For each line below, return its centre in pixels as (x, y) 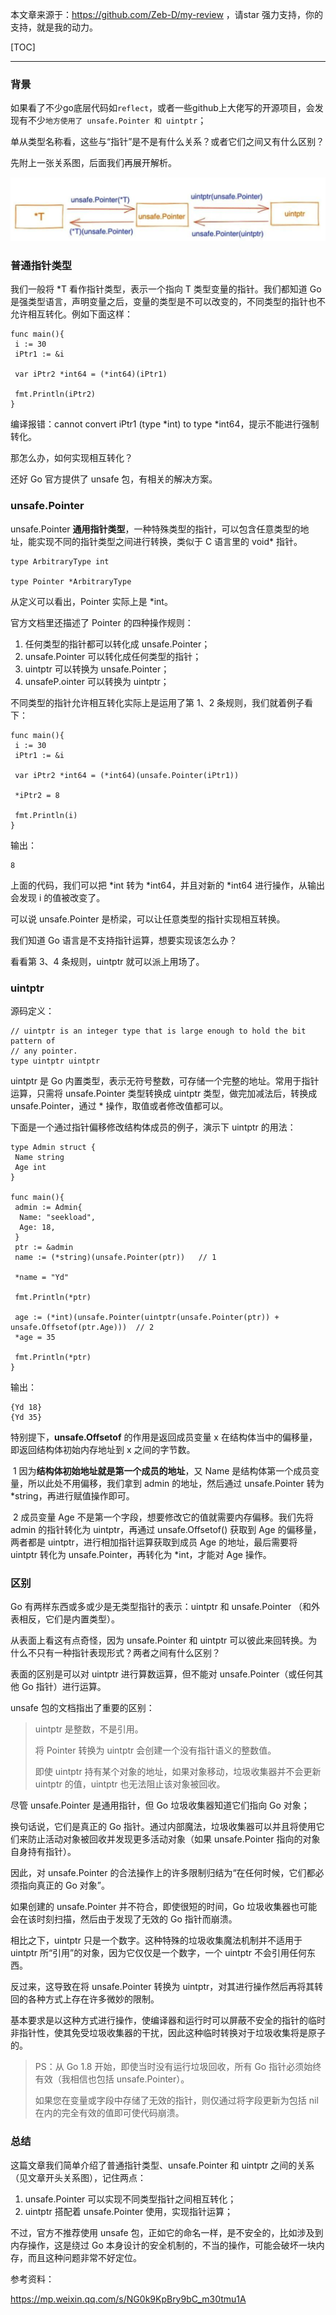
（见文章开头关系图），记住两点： (78, 2177)
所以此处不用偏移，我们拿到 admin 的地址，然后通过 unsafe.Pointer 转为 (176, 1484)
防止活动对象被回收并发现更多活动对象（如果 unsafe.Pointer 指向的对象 (174, 1839)
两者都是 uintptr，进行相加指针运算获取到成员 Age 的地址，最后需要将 (154, 1542)
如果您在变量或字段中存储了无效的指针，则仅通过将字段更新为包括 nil (176, 2100)
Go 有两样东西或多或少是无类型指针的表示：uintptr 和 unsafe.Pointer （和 (161, 1607)
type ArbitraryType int (60, 561)
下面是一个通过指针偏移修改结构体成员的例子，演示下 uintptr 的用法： (153, 1127)
